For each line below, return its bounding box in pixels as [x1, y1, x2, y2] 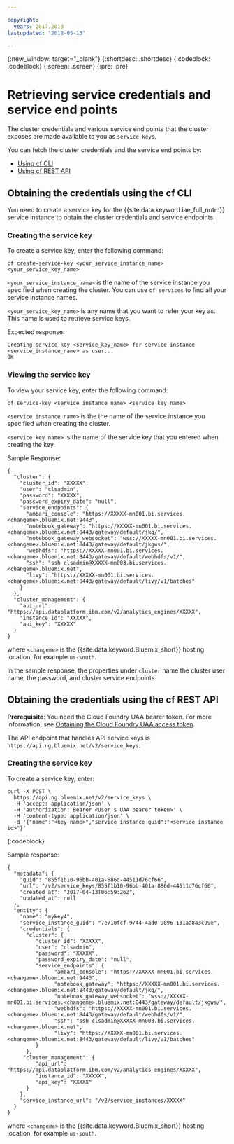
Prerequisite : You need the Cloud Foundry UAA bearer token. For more [7, 712, 212, 721]
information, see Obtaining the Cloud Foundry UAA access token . [7, 719, 196, 729]
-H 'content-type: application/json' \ [13, 812, 130, 820]
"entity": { [13, 907, 49, 914]
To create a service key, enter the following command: [7, 247, 164, 255]
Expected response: [7, 328, 65, 336]
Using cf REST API [17, 167, 71, 175]
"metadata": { [13, 870, 54, 877]
